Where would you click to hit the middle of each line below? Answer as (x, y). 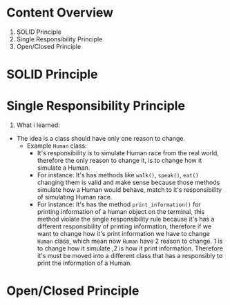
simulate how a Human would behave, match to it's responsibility (130, 190)
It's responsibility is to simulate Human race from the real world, (128, 153)
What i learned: (38, 125)
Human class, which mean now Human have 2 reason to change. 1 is (130, 241)
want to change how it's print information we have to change (123, 234)
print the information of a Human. (84, 263)
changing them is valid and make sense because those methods (128, 183)
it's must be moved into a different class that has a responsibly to (130, 256)
